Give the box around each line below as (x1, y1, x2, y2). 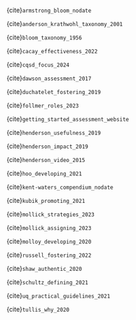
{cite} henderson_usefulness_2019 (6, 128, 101, 136)
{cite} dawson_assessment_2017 (6, 74, 92, 82)
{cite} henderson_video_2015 (6, 156, 86, 164)
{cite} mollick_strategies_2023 (6, 210, 95, 218)
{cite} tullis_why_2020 (6, 305, 70, 313)
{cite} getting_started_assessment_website (6, 115, 130, 123)
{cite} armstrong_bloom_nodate (6, 6, 92, 14)
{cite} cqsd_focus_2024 (6, 60, 70, 69)
